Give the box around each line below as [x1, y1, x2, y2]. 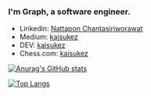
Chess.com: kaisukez [19, 49, 88, 59]
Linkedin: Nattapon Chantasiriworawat [19, 24, 143, 34]
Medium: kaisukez [19, 32, 78, 41]
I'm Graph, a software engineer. [8, 6, 131, 17]
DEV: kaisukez [19, 41, 66, 50]
